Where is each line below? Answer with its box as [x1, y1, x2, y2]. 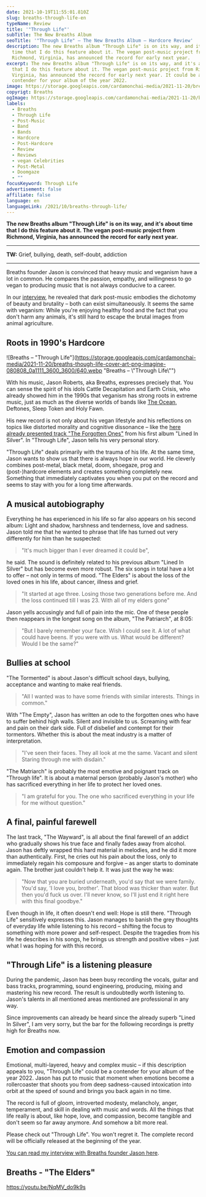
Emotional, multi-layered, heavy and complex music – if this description [6, 1061, 187, 1069]
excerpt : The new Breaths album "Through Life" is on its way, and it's [6, 60, 196, 66]
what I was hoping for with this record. [6, 942, 104, 949]
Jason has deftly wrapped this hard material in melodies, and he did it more [6, 846, 197, 853]
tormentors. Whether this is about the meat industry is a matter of [6, 730, 172, 738]
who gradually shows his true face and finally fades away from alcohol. [6, 840, 186, 847]
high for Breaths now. [6, 1027, 61, 1035]
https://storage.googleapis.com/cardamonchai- [75, 354, 196, 361]
